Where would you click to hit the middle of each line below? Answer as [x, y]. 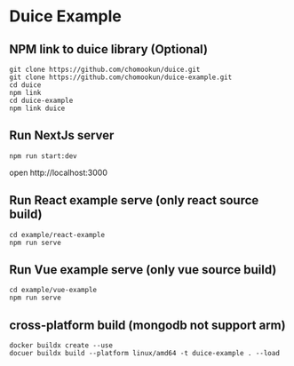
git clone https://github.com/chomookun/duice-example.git [121, 77]
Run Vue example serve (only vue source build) [143, 270]
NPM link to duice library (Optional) [109, 49]
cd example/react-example [57, 235]
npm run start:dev [43, 156]
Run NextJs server [62, 135]
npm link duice [37, 108]
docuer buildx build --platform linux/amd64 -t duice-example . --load [144, 354]
